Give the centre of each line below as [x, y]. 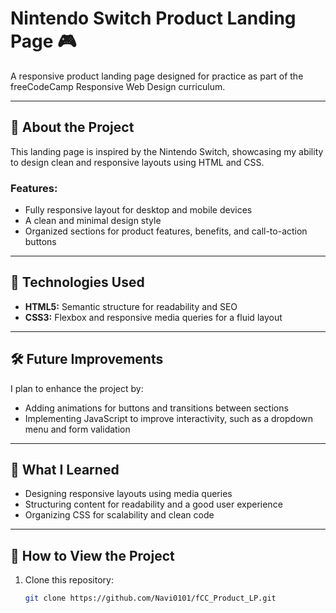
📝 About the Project [72, 127]
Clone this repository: [69, 580]
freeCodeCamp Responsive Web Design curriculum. [118, 86]
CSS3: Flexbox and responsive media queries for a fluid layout [153, 317]
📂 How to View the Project [92, 555]
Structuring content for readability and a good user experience [153, 504]
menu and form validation [77, 429]
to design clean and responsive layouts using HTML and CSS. [137, 162]
